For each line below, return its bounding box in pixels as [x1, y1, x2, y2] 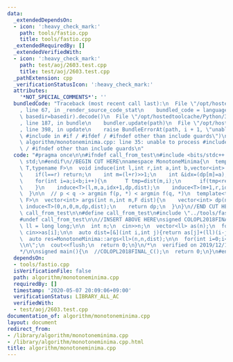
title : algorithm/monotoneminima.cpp [7, 345, 116, 352]
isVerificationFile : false [13, 267, 92, 274]
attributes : [13, 87, 49, 94]
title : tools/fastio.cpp [19, 36, 92, 43]
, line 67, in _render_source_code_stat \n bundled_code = [19, 107, 200, 114]
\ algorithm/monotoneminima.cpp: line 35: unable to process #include [19, 139, 228, 146]
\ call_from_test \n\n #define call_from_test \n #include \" [19, 210, 191, 217]
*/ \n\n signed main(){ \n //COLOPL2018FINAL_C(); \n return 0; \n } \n [19, 248, 218, 255]
